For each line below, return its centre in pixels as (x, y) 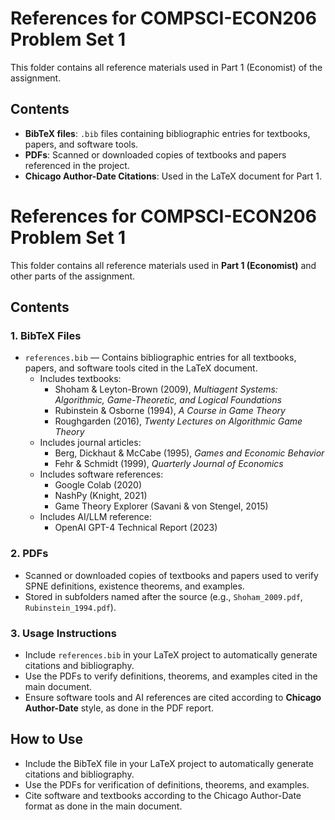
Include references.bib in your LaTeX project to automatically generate (171, 654)
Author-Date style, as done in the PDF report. (119, 708)
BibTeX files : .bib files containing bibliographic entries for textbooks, (167, 133)
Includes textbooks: (80, 379)
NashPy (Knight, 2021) (101, 496)
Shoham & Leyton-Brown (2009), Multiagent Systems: (166, 389)
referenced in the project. (77, 165)
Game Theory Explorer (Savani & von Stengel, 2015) (161, 506)
